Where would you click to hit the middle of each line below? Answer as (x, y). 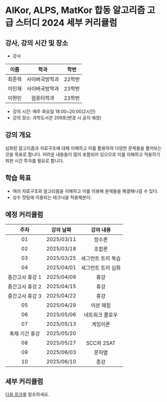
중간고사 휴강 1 (25, 278)
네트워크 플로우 (101, 315)
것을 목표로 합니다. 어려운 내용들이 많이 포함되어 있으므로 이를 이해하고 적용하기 (83, 154)
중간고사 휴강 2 (25, 287)
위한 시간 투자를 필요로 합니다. (35, 161)
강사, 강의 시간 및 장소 (37, 43)
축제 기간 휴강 (25, 334)
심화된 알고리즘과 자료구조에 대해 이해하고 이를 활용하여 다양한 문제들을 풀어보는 (83, 148)
